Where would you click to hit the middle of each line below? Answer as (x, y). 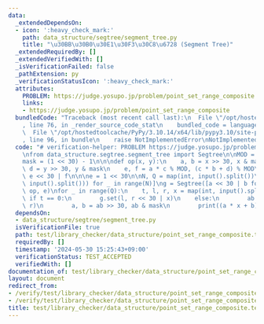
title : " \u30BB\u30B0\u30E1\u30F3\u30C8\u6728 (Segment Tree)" (128, 45)
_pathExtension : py (47, 74)
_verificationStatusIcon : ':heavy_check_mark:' (95, 81)
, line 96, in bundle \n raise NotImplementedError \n (116, 140)
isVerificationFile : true (58, 228)
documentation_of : (38, 271)
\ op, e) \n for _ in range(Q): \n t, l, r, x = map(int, (119, 191)
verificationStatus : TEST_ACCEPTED (73, 256)
